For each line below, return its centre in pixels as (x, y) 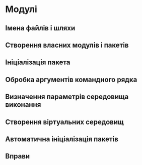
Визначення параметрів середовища (67, 97)
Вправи (18, 156)
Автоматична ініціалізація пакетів (62, 139)
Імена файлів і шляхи (40, 28)
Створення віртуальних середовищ (65, 122)
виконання (23, 105)
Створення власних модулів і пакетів (67, 45)
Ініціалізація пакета (38, 63)
